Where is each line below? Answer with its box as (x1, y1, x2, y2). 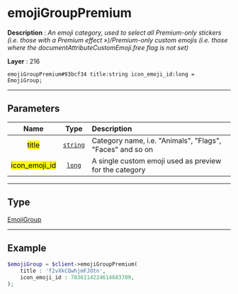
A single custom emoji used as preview (91, 155, 222, 165)
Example (7, 242, 47, 254)
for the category (91, 165, 146, 175)
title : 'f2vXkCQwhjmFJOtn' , (20, 267, 106, 275)
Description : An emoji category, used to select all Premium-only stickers (7, 28, 222, 37)
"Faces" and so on (91, 144, 154, 154)
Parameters (7, 102, 60, 114)
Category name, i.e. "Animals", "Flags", (91, 136, 222, 146)
